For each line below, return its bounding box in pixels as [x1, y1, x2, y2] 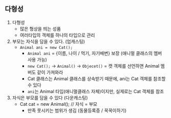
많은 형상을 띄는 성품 [19, 25, 61, 32]
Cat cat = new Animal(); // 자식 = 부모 [19, 101, 97, 107]
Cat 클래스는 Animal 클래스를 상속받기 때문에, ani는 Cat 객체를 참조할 [27, 75, 166, 81]
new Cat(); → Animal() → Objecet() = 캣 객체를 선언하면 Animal [27, 63, 159, 69]
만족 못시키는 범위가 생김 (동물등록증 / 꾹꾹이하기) [27, 107, 127, 113]
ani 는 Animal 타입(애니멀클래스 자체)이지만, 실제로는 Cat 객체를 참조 [27, 88, 164, 94]
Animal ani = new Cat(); [19, 45, 73, 50]
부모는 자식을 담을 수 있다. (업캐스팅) [12, 38, 85, 44]
